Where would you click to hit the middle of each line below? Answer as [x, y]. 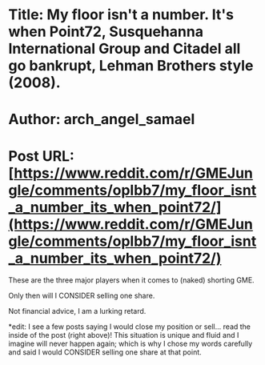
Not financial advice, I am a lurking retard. [77, 311]
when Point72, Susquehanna [106, 32]
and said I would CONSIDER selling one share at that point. [105, 352]
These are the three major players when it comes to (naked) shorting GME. [131, 280]
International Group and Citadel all [124, 49]
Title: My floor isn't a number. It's [121, 15]
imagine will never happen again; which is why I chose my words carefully [130, 344]
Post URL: [41, 156]
